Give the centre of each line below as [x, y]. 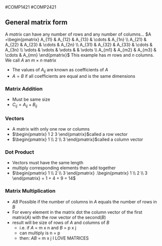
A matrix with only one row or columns [51, 129]
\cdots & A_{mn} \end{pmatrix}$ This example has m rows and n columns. [80, 55]
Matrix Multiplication [30, 191]
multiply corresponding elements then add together [64, 168]
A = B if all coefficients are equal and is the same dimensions [74, 76]
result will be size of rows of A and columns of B [61, 223]
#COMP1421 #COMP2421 [31, 7]
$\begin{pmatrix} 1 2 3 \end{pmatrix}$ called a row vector [70, 134]
